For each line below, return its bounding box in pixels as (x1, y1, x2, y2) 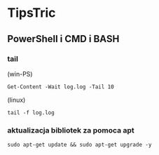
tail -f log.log (7, 109, 55, 116)
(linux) (7, 95, 26, 104)
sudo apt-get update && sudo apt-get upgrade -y (7, 142, 152, 149)
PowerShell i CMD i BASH (7, 33, 120, 45)
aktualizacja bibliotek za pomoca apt (7, 125, 134, 135)
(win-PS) (7, 69, 33, 78)
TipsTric (7, 5, 56, 21)
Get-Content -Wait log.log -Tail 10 (7, 83, 114, 90)
